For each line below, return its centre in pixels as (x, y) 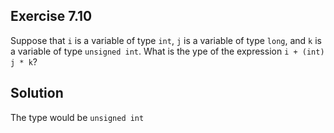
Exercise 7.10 (51, 16)
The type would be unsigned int (77, 117)
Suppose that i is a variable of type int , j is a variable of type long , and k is (166, 40)
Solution (37, 93)
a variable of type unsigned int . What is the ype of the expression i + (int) (167, 51)
